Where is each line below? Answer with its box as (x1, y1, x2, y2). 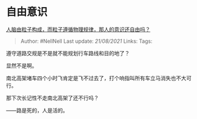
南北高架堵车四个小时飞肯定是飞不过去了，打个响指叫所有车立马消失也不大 (6, 74, 186, 81)
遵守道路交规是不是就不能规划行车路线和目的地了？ (6, 49, 130, 56)
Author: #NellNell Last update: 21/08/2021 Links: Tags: (20, 38, 153, 45)
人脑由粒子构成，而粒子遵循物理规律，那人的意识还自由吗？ (6, 26, 151, 33)
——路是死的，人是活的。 (6, 107, 68, 114)
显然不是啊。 (6, 62, 37, 69)
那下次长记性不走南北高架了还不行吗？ (6, 94, 99, 101)
